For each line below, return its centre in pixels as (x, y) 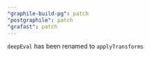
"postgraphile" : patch (40, 20)
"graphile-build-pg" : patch (48, 14)
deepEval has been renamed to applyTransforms (76, 47)
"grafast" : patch (32, 26)
